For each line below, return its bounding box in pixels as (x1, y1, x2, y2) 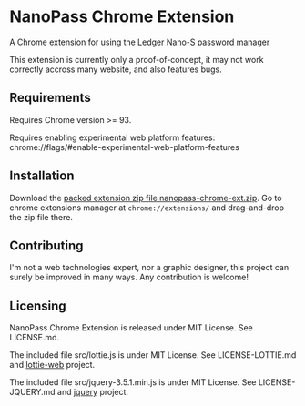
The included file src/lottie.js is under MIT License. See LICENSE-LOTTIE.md (9, 350, 297, 360)
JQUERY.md (9, 387, 56, 398)
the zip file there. (9, 211, 73, 222)
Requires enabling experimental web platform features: (9, 132, 216, 143)
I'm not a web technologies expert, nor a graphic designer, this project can (9, 262, 290, 273)
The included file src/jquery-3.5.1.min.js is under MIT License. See (9, 377, 257, 388)
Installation (9, 168, 75, 184)
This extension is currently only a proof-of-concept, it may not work (9, 54, 264, 65)
